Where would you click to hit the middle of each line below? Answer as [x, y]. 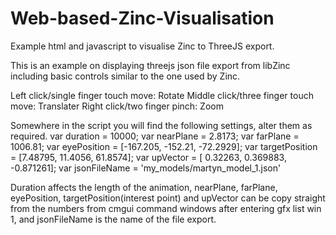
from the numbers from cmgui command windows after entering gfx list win [166, 208]
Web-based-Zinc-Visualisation [142, 18]
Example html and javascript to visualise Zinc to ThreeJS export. [142, 46]
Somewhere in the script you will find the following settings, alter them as [161, 125]
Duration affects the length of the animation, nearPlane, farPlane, [144, 187]
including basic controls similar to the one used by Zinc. [125, 76]
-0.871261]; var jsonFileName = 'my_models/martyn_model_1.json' [146, 168]
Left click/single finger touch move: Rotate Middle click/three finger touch [162, 95]
